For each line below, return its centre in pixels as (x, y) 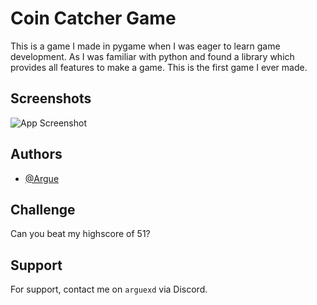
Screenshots (51, 98)
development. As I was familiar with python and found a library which (152, 56)
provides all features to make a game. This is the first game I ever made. (159, 67)
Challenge (43, 209)
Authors (36, 154)
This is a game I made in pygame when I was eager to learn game (145, 46)
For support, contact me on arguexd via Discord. (109, 289)
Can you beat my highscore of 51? (80, 234)
